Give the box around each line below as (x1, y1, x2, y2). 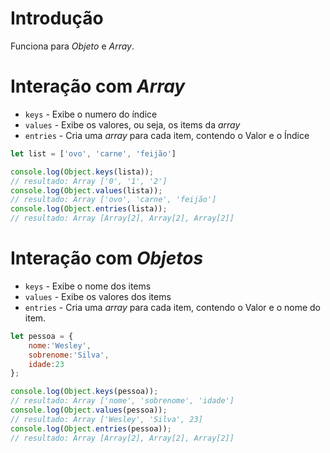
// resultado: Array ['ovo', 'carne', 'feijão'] (10, 195, 217, 205)
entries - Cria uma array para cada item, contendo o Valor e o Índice (24, 129, 310, 141)
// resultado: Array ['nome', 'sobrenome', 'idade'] (10, 396, 235, 406)
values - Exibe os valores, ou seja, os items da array (24, 118, 241, 131)
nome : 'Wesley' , (28, 340, 92, 351)
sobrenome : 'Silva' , (28, 350, 110, 360)
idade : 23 (28, 359, 65, 369)
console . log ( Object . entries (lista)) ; (10, 204, 168, 214)
